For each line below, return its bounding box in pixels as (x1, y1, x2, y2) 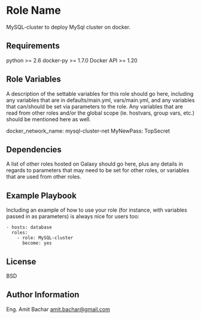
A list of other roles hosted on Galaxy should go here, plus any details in (6, 160, 184, 168)
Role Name (6, 4, 61, 17)
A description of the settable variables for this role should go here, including (6, 90, 194, 97)
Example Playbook (6, 190, 77, 201)
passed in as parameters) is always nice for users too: (6, 213, 139, 220)
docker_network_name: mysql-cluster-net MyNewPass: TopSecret (6, 127, 170, 134)
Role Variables (6, 74, 61, 85)
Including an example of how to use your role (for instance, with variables (6, 206, 187, 213)
